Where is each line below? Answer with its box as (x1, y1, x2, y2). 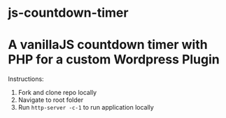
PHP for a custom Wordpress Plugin (8, 52, 220, 68)
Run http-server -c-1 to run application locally (17, 103, 155, 112)
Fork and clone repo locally (17, 89, 97, 97)
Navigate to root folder (17, 96, 83, 104)
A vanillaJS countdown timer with (8, 37, 209, 53)
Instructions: (8, 75, 44, 83)
